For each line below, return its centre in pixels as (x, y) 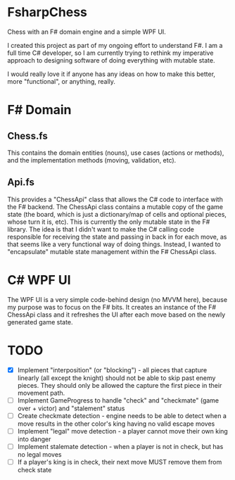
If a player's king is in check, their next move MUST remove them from (120, 462)
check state (34, 470)
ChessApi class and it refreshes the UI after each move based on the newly (116, 315)
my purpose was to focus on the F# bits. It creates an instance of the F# (112, 307)
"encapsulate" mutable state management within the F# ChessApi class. (112, 251)
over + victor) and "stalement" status (71, 408)
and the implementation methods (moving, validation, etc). (92, 160)
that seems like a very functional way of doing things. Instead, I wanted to (114, 244)
